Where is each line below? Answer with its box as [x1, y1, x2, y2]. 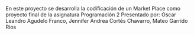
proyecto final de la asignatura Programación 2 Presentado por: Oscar [5, 11, 177, 18]
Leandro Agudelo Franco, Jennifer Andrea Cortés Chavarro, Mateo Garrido [5, 17, 188, 24]
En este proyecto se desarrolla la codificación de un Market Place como [5, 5, 181, 12]
